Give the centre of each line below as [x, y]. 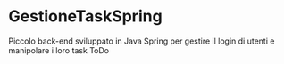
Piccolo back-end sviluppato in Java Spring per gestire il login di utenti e [142, 41]
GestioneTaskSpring [85, 16]
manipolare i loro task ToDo [58, 50]
